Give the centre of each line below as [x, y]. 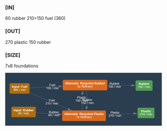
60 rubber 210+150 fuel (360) [35, 18]
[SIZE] [13, 55]
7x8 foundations [22, 66]
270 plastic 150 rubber [28, 42]
